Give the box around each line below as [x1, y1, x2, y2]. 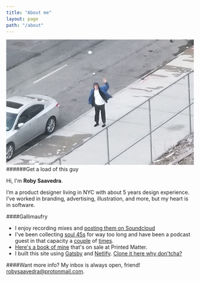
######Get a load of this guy [6, 166, 79, 173]
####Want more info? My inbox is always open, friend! [6, 261, 140, 268]
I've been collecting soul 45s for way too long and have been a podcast [14, 231, 190, 238]
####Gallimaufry [6, 213, 48, 220]
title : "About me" [6, 10, 52, 16]
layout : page [6, 16, 39, 22]
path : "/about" [6, 22, 44, 28]
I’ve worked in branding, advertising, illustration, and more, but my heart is [6, 195, 189, 202]
